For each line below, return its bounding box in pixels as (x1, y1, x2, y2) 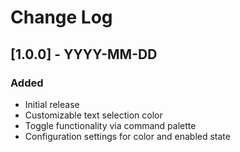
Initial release (24, 98, 80, 110)
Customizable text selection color (24, 109, 163, 121)
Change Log (10, 6, 113, 29)
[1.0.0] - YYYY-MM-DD (10, 46, 158, 63)
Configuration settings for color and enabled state (24, 130, 231, 142)
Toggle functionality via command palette (24, 119, 197, 131)
